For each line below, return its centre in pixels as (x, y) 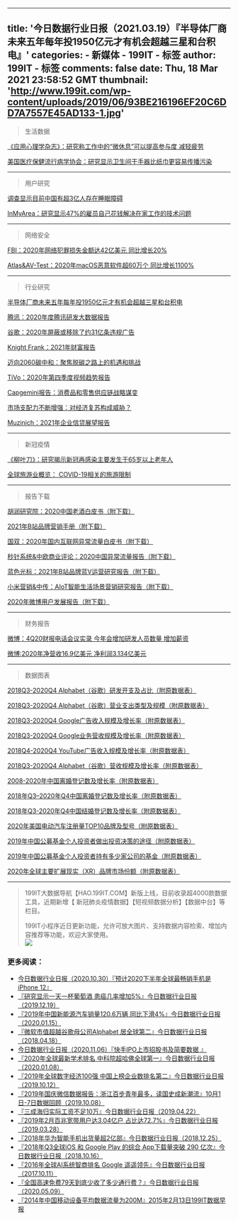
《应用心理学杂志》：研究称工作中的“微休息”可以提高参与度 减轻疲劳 (106, 146)
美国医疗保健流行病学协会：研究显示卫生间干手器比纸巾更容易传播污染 (110, 161)
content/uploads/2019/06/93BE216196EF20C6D (117, 102)
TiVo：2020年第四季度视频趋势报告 (59, 377)
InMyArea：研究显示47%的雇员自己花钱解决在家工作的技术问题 (100, 213)
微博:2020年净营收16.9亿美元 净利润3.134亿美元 (77, 653)
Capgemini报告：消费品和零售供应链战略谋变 (73, 392)
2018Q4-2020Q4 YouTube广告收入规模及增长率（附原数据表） (98, 750)
